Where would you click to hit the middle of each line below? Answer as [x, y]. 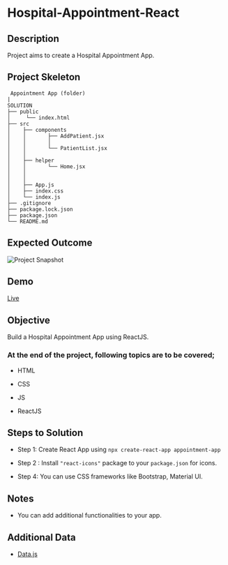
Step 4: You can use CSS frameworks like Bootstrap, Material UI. [110, 476]
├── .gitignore [29, 203]
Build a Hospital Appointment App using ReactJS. [78, 337]
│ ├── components [37, 130]
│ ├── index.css [36, 191]
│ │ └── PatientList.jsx [58, 148]
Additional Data [41, 537]
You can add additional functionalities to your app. [89, 515]
